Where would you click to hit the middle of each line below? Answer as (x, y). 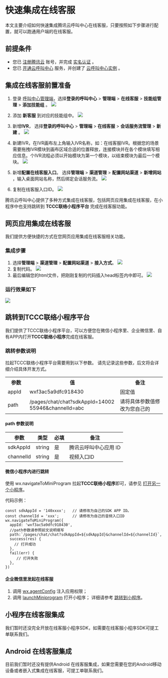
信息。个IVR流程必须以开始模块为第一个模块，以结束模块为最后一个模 (88, 155)
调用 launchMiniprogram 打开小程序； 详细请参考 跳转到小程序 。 (79, 597)
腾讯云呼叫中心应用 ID (95, 448)
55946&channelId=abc (56, 408)
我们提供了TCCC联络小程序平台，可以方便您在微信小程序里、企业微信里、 (81, 330)
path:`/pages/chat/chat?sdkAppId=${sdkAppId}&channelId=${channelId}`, (86, 535)
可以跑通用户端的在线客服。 (47, 31)
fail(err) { (22, 553)
